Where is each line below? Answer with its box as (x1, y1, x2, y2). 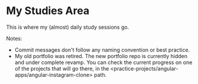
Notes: (6, 35, 22, 42)
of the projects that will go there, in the (14, 65, 109, 72)
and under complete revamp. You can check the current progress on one (14, 59, 193, 66)
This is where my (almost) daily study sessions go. (6, 23, 129, 31)
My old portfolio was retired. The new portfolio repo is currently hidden (14, 52, 188, 59)
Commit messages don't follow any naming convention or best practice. (14, 46, 190, 53)
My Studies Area (6, 4, 90, 18)
